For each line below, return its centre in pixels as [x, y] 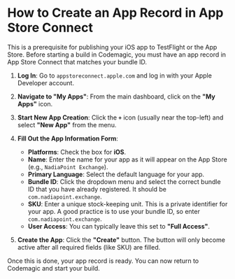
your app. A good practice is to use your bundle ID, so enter [114, 211]
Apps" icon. [35, 103]
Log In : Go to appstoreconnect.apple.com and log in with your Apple [114, 76]
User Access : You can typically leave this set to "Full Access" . [119, 226]
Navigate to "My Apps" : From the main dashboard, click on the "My [116, 96]
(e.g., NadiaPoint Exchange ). [68, 166]
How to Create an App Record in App [115, 13]
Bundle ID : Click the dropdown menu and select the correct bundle [124, 181]
